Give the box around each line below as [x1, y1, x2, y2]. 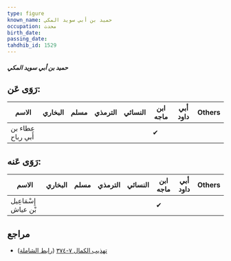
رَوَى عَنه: [7, 155, 41, 167]
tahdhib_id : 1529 [7, 42, 57, 49]
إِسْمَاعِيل [10, 196, 36, 206]
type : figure [7, 10, 45, 17]
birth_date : [7, 29, 41, 36]
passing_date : [7, 36, 48, 43]
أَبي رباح [10, 132, 34, 141]
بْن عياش [10, 205, 36, 214]
